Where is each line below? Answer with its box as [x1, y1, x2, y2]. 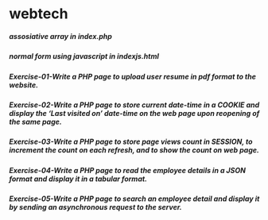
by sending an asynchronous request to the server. [9, 203, 182, 212]
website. [9, 80, 39, 90]
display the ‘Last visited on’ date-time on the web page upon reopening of [9, 108, 260, 118]
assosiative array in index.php [9, 31, 112, 41]
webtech [9, 5, 68, 23]
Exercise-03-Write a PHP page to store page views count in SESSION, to [9, 137, 253, 147]
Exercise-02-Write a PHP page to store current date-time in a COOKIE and [9, 100, 260, 110]
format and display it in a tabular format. [9, 174, 148, 183]
